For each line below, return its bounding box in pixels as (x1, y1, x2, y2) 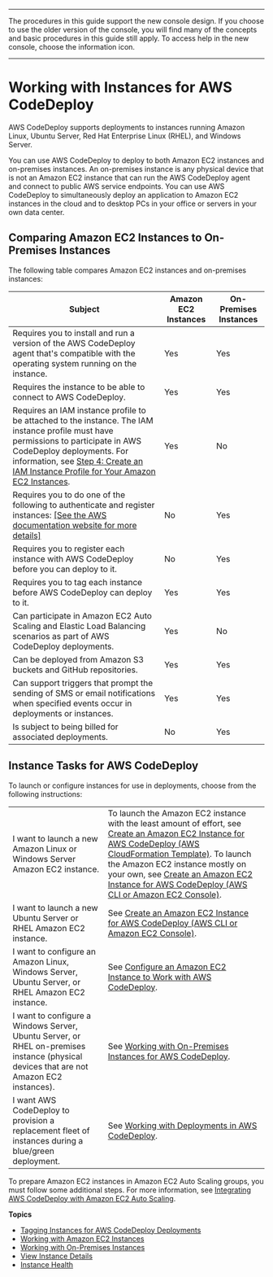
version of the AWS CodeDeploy (12, 337, 136, 348)
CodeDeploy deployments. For (12, 445, 128, 457)
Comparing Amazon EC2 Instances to (8, 231, 202, 245)
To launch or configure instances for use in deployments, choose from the (8, 781, 257, 790)
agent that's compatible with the (12, 348, 136, 359)
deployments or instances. (12, 707, 114, 719)
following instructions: (8, 789, 83, 798)
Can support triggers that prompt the (12, 677, 154, 689)
